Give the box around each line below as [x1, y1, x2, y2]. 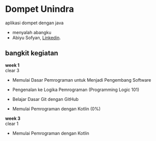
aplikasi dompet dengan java [5, 20, 64, 26]
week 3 [5, 115, 21, 121]
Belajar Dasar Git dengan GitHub [12, 96, 79, 102]
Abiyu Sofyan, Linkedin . [12, 35, 61, 41]
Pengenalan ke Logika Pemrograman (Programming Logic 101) [12, 87, 140, 93]
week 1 [5, 62, 20, 68]
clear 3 [5, 67, 20, 73]
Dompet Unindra [5, 3, 74, 15]
